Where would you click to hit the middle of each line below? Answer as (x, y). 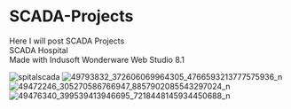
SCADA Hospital (39, 50)
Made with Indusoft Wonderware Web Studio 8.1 (97, 59)
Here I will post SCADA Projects (67, 41)
